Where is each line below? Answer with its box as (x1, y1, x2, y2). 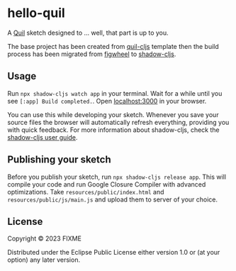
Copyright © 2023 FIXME (7, 234, 82, 243)
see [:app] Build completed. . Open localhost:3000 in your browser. (7, 96, 207, 105)
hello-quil (7, 5, 65, 21)
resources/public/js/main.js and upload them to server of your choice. (7, 195, 218, 204)
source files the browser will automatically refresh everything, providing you (7, 118, 230, 126)
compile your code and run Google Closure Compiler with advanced (7, 179, 206, 189)
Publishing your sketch (7, 154, 111, 166)
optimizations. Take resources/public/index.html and (7, 187, 164, 196)
